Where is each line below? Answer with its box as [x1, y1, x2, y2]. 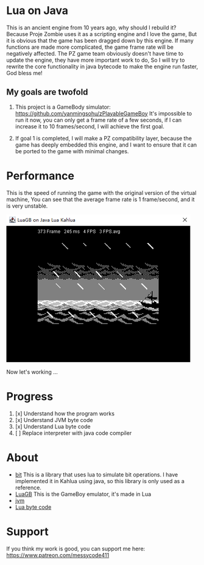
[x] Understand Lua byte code [15, 423, 91, 430]
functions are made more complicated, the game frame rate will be [6, 43, 174, 51]
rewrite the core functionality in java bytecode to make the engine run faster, [6, 62, 199, 70]
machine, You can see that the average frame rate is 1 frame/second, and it [6, 195, 195, 203]
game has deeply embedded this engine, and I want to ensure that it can [15, 141, 197, 148]
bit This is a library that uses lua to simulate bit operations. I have [15, 471, 178, 478]
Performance [6, 169, 75, 183]
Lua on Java [6, 4, 69, 18]
